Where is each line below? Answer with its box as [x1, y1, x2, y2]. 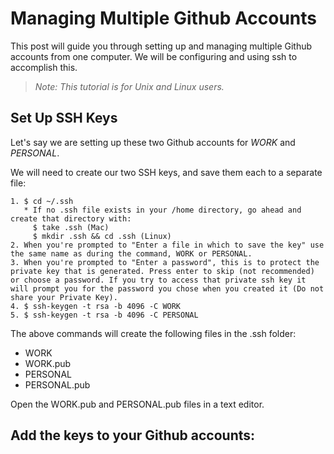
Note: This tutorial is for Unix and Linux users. [34, 80, 225, 92]
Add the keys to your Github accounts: [10, 427, 256, 444]
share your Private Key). [10, 292, 118, 302]
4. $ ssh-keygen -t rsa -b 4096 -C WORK [10, 301, 182, 311]
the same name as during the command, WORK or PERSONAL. [10, 248, 253, 259]
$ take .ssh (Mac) [32, 222, 110, 232]
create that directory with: [10, 213, 132, 224]
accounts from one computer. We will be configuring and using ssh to [10, 50, 298, 62]
